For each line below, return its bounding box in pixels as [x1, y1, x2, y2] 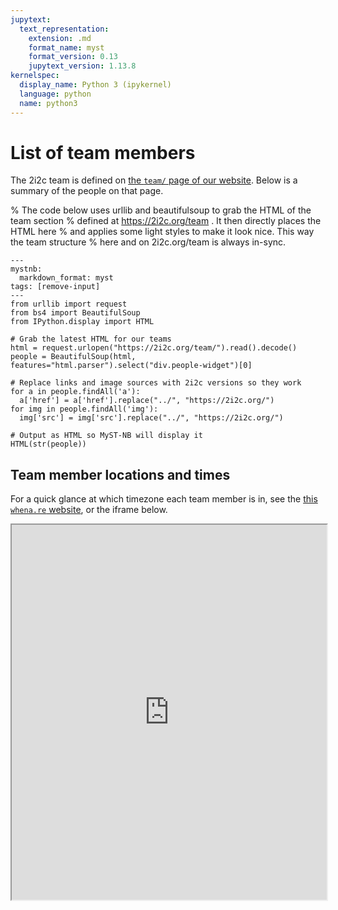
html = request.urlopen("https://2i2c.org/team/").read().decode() [10, 343, 298, 353]
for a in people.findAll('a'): [10, 387, 141, 397]
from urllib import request [10, 299, 128, 310]
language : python [19, 89, 92, 99]
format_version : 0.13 [28, 52, 118, 62]
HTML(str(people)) [10, 439, 87, 450]
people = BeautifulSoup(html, [10, 352, 137, 362]
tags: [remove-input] [10, 282, 101, 292]
